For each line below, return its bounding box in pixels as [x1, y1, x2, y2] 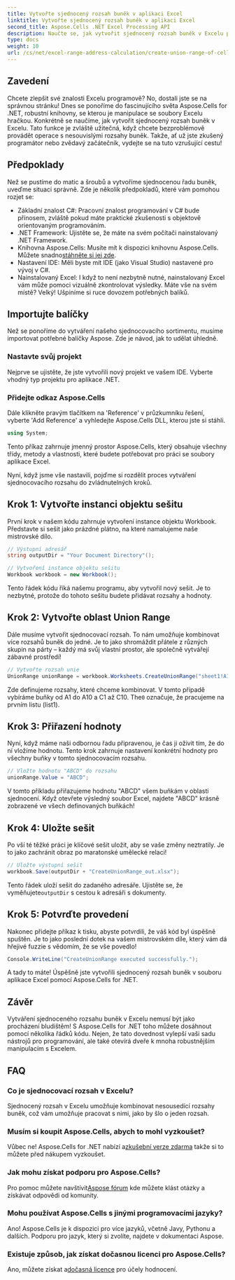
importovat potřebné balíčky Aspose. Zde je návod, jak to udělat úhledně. [7, 334, 218, 343]
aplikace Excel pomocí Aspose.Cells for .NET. [7, 976, 138, 984]
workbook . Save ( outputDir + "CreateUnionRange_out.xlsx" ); [7, 868, 180, 875]
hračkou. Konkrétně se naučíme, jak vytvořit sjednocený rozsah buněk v [7, 116, 215, 125]
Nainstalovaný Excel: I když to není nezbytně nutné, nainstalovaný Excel [17, 273, 225, 281]
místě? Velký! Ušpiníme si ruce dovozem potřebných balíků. [17, 288, 190, 297]
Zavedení [7, 75, 50, 88]
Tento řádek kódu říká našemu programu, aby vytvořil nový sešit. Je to [7, 584, 211, 592]
